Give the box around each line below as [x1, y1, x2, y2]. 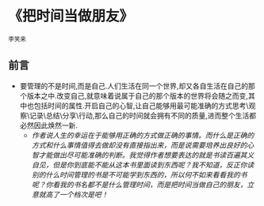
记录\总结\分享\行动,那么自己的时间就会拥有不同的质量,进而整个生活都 [29, 110, 257, 120]
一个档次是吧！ [59, 189, 109, 199]
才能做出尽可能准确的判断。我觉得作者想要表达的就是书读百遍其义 [38, 150, 254, 159]
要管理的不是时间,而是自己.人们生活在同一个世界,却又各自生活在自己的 [19, 81, 248, 91]
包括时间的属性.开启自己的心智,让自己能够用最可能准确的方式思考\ [33, 100, 249, 110]
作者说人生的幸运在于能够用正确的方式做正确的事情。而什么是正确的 [31, 130, 254, 140]
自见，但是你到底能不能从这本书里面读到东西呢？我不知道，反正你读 [31, 159, 254, 170]
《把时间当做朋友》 [8, 7, 134, 25]
